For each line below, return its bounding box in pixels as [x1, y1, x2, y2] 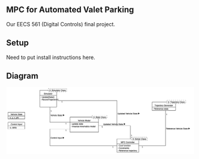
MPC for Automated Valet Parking [6, 5, 134, 15]
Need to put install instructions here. [6, 54, 95, 61]
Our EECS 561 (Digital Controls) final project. [6, 20, 116, 27]
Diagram [6, 71, 39, 81]
